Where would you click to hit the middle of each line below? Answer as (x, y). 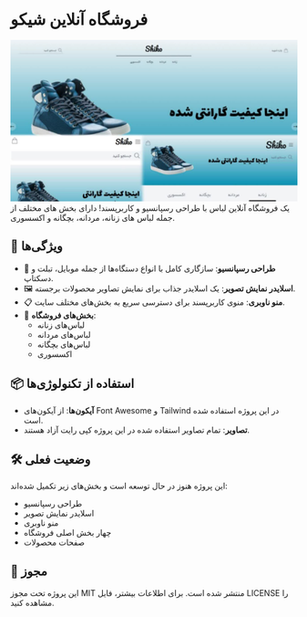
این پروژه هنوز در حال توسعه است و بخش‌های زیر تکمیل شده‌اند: (119, 486)
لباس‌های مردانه (64, 334)
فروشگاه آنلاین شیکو (79, 20)
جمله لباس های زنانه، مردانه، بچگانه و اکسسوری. (93, 217)
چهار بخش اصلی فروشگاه (67, 533)
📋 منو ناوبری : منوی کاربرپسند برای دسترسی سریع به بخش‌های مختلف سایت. (154, 302)
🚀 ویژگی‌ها (36, 246)
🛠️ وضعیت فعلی (51, 460)
